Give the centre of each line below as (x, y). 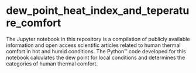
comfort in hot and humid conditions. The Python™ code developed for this (96, 51)
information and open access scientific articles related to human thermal (93, 45)
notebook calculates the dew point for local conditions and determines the (96, 57)
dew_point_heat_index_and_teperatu (98, 11)
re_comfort (34, 23)
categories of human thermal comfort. (52, 63)
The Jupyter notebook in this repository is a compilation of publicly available (98, 39)
